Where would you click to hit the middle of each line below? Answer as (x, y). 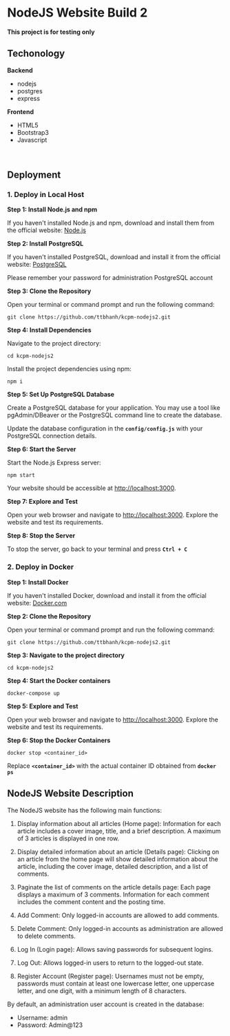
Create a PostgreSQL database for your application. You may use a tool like (114, 408)
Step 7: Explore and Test (42, 502)
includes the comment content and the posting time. (91, 902)
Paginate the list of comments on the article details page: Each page (114, 887)
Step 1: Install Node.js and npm (52, 209)
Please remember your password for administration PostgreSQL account (110, 278)
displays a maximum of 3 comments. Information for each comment (113, 894)
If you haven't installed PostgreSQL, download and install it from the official (114, 257)
